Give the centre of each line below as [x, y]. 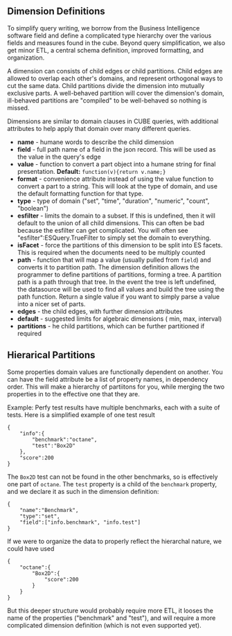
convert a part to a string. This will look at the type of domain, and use [117, 186]
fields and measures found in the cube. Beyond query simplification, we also [116, 43]
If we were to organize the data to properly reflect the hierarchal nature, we [115, 541]
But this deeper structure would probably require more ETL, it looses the [110, 610]
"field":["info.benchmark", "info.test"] [80, 522]
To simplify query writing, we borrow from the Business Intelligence [104, 28]
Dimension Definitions [56, 11]
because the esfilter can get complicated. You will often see [102, 230]
